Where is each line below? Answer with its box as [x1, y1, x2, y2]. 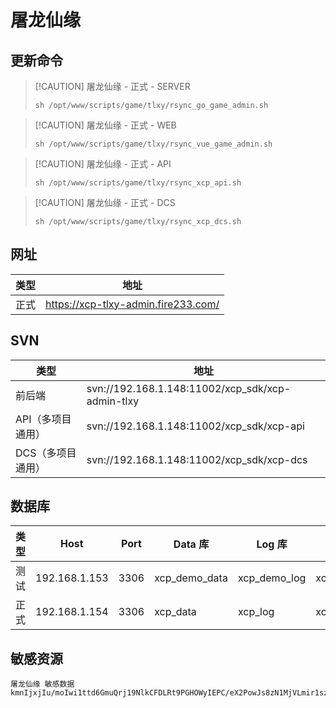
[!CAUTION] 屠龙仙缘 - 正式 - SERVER [34, 81, 191, 92]
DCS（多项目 [15, 446, 77, 460]
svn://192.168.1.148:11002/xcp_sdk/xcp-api [86, 419, 305, 433]
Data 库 [173, 537, 210, 551]
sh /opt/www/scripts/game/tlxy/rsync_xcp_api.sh [34, 178, 242, 188]
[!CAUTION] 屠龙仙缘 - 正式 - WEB [34, 119, 177, 131]
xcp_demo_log [237, 571, 307, 585]
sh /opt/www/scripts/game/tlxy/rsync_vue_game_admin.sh [34, 139, 273, 149]
